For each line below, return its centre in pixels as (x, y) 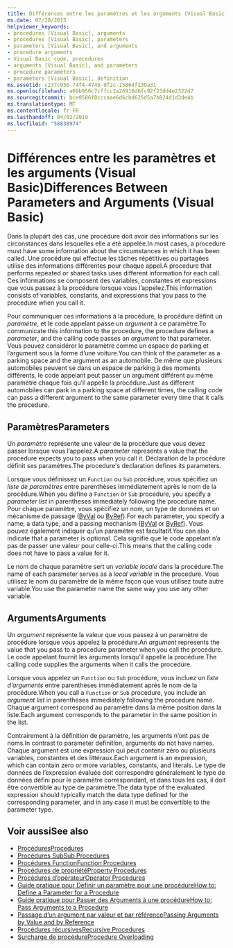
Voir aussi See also (48, 831)
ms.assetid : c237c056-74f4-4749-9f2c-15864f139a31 (82, 85)
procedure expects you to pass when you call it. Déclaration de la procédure (116, 458)
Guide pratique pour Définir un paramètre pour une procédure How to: (116, 885)
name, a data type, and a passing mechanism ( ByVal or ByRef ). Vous (105, 524)
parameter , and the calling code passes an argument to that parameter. (109, 339)
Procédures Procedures (50, 848)
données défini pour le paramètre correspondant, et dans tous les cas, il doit (116, 780)
